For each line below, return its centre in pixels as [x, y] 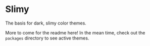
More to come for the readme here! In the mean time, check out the [75, 32]
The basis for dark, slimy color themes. [46, 23]
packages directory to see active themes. [47, 38]
